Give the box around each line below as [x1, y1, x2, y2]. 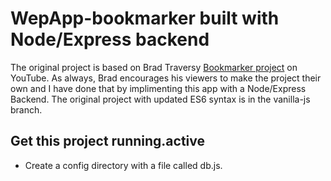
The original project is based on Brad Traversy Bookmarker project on [10, 61, 298, 73]
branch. [10, 103, 43, 116]
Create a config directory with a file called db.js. [24, 159, 223, 171]
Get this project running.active [10, 133, 206, 150]
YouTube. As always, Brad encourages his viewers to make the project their [10, 72, 322, 84]
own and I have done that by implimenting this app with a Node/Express [10, 82, 307, 94]
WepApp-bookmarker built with [10, 7, 280, 30]
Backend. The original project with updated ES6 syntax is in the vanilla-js [10, 93, 311, 105]
